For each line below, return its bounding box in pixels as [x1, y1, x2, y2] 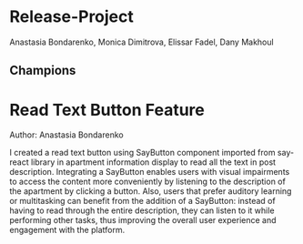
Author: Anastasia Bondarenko [9, 129, 125, 140]
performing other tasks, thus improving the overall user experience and [9, 215, 277, 226]
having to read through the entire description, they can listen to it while [9, 205, 275, 216]
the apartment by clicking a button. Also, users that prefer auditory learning [9, 186, 292, 197]
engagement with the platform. [9, 225, 126, 236]
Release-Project [9, 6, 135, 27]
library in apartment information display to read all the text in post [30, 157, 276, 168]
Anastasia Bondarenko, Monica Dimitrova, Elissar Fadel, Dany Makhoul [9, 36, 275, 47]
